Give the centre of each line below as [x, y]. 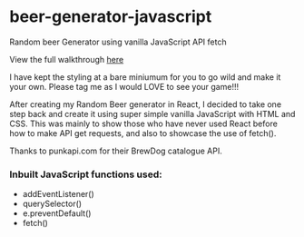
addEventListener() [59, 194]
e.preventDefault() [57, 213]
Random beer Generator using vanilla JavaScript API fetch [118, 42]
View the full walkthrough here [67, 59]
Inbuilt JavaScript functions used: [86, 174]
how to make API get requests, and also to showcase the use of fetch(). [143, 133]
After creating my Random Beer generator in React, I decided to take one [146, 104]
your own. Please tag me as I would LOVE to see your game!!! [124, 86]
